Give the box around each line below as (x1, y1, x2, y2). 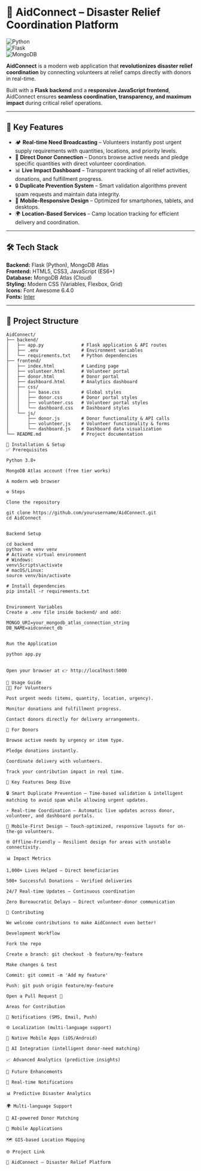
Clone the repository (6, 499, 60, 505)
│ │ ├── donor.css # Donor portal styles (6, 395, 138, 401)
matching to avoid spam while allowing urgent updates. (6, 797, 148, 803)
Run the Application (6, 641, 58, 647)
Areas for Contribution (6, 1004, 66, 1010)
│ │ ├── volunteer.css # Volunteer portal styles (6, 400, 148, 406)
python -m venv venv (6, 547, 58, 553)
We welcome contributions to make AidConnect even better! (6, 920, 157, 926)
